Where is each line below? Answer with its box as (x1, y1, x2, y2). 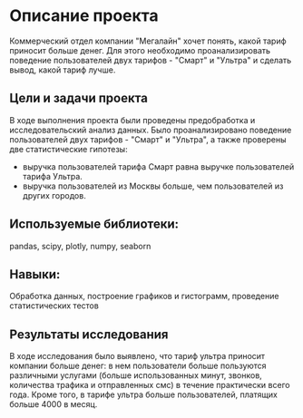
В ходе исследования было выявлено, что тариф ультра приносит (9, 351, 266, 362)
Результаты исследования (9, 326, 169, 342)
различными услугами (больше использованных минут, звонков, (9, 370, 263, 381)
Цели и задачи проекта (9, 91, 148, 106)
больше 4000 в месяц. (9, 399, 98, 410)
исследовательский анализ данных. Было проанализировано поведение (9, 124, 292, 135)
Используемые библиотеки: (9, 217, 180, 232)
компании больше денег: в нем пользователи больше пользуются (9, 360, 267, 372)
